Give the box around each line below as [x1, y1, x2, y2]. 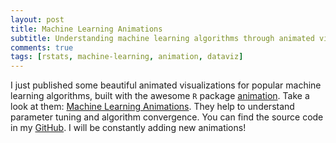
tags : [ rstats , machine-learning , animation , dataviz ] [10, 52, 244, 62]
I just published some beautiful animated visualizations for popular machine [10, 79, 322, 91]
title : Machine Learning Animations [10, 24, 163, 34]
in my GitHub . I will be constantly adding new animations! [10, 122, 247, 134]
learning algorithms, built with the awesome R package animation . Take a [10, 90, 310, 102]
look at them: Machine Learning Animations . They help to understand [10, 101, 295, 113]
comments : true [10, 42, 74, 53]
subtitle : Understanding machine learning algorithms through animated [10, 33, 315, 43]
